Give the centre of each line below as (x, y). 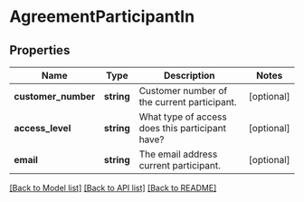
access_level (43, 128)
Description (189, 76)
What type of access (183, 117)
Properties (40, 50)
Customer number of (183, 91)
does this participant (182, 128)
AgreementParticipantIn (102, 17)
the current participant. (188, 102)
